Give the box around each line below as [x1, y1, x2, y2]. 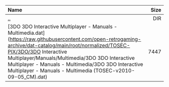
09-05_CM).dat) [8, 73, 48, 80]
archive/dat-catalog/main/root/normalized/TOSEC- [8, 42, 130, 49]
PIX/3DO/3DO [8, 48, 41, 55]
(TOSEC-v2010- [93, 67, 135, 74]
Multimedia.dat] [8, 30, 45, 36]
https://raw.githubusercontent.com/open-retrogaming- [10, 36, 141, 42]
